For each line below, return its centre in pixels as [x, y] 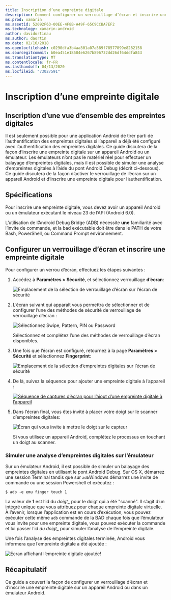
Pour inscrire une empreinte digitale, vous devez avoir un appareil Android [83, 207]
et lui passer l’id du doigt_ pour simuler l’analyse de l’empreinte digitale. [80, 528]
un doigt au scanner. [34, 442]
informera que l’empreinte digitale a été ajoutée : [56, 543]
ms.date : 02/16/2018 [27, 43]
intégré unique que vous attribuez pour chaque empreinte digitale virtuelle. [84, 507]
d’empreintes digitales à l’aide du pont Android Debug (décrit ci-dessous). [83, 168]
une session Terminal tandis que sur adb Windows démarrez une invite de [82, 477]
